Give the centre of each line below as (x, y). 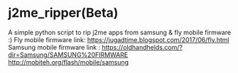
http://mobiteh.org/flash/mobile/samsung (69, 62)
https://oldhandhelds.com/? (142, 47)
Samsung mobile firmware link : (54, 47)
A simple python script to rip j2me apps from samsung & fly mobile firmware (120, 32)
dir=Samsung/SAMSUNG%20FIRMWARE (68, 55)
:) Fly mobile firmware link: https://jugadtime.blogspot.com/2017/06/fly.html (119, 39)
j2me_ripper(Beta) (63, 13)
